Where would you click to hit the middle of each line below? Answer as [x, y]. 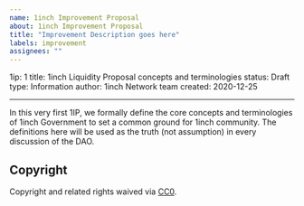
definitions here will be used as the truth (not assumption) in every [133, 132]
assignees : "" [36, 51]
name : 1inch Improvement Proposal [75, 18]
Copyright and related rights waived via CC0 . [93, 192]
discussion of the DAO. [52, 142]
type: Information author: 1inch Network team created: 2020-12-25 [133, 87]
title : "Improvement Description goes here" [95, 34]
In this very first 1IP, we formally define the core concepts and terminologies [151, 113]
